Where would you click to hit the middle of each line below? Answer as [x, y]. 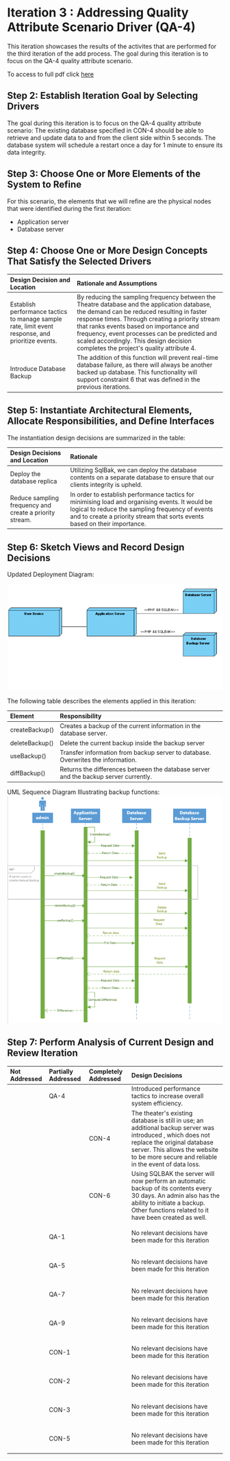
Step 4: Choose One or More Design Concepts [107, 250]
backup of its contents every [171, 1188]
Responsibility [81, 716]
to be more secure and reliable [174, 1157]
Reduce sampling [35, 498]
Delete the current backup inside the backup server [132, 743]
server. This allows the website [175, 1149]
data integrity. [27, 152]
